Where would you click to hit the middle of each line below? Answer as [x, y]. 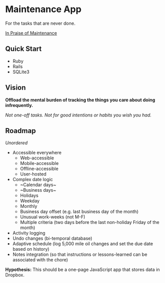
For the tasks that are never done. [40, 23]
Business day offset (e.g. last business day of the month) [79, 212]
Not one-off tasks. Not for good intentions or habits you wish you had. [78, 115]
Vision [16, 88]
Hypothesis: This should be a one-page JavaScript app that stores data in [82, 270]
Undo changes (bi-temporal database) [52, 239]
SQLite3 [21, 72]
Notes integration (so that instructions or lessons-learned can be [80, 254]
